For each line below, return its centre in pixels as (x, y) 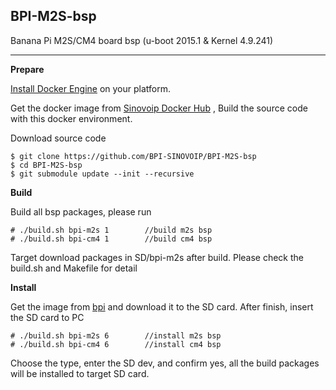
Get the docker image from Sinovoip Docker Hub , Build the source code (159, 108)
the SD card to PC (47, 317)
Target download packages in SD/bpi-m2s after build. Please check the (157, 257)
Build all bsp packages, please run (81, 211)
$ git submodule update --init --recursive (102, 174)
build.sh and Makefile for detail (74, 268)
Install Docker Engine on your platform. (91, 88)
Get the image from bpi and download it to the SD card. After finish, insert (162, 306)
